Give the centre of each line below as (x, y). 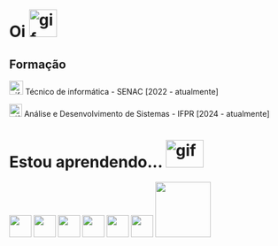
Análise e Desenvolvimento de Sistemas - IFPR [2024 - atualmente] (147, 114)
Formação (38, 64)
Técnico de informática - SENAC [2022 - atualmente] (122, 92)
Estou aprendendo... (86, 162)
